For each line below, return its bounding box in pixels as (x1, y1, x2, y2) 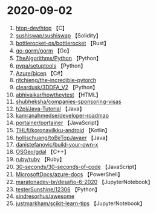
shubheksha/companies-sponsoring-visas (15, 98, 122, 105)
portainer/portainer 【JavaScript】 (15, 119, 102, 126)
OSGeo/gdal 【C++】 (15, 148, 70, 155)
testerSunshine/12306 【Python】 (15, 185, 100, 193)
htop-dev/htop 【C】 (15, 24, 68, 31)
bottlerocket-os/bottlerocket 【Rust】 (15, 39, 109, 46)
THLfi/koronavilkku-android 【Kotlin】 (15, 126, 111, 133)
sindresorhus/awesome (15, 192, 75, 200)
